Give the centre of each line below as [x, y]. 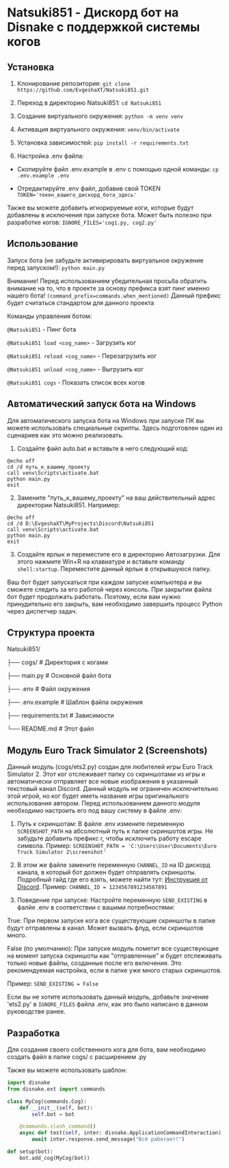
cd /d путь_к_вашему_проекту [49, 467]
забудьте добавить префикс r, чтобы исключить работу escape [109, 838]
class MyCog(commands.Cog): [47, 1102]
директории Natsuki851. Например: [68, 504]
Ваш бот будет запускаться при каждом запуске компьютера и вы [105, 582]
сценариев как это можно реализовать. [66, 435]
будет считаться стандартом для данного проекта [81, 302]
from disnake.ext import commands [56, 1089]
